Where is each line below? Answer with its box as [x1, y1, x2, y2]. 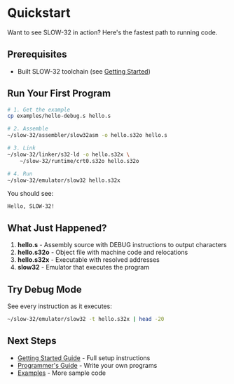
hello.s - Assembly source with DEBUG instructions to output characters [17, 241, 227, 249]
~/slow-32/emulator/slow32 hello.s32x [7, 177, 121, 184]
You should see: [7, 190, 54, 198]
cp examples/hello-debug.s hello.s [7, 112, 111, 120]
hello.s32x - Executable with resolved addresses [17, 256, 160, 264]
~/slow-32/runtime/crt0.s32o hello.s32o [20, 157, 139, 164]
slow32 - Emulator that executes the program [17, 263, 149, 272]
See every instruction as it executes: [7, 302, 112, 310]
